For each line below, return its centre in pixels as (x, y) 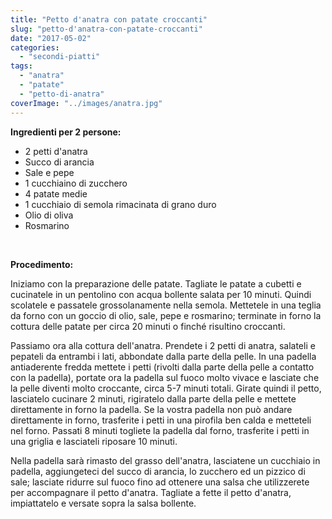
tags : (21, 66)
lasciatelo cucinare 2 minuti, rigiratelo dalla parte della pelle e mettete (153, 398)
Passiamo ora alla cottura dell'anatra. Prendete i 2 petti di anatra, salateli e (163, 345)
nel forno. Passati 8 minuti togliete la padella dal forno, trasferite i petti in (160, 430)
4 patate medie (56, 193)
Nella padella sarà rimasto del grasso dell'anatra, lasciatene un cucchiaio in (165, 460)
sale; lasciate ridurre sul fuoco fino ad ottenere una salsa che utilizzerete (160, 482)
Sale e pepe (49, 172)
